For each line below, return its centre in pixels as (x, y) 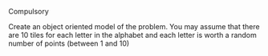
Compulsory (29, 11)
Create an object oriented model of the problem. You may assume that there (134, 26)
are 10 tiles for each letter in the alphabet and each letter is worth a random (132, 35)
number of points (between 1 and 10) (69, 43)
